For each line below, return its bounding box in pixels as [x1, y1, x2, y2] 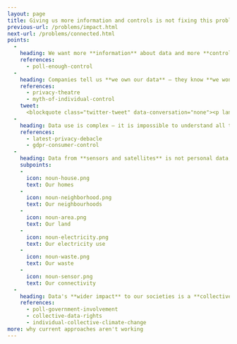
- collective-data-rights [25, 312, 102, 320]
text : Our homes [25, 181, 74, 188]
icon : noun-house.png [25, 174, 90, 182]
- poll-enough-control [25, 63, 93, 70]
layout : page [7, 10, 46, 18]
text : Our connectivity [25, 280, 97, 287]
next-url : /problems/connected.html [7, 30, 115, 37]
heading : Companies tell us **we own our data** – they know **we [20, 76, 219, 83]
